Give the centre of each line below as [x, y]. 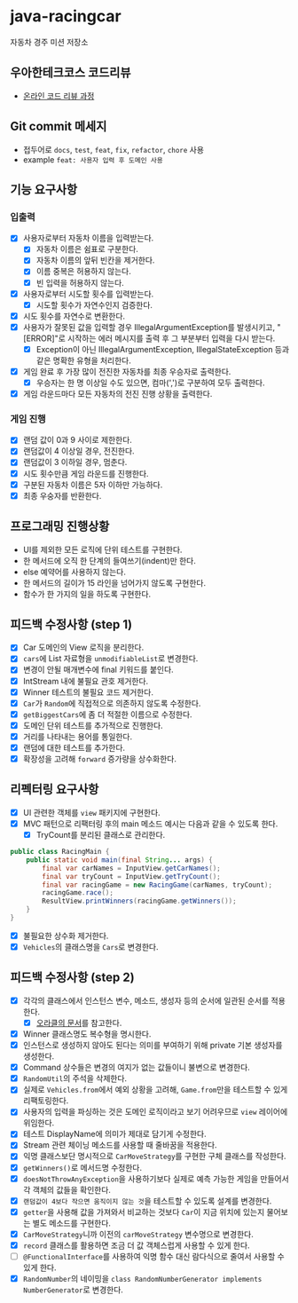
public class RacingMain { [60, 852]
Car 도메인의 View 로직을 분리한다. [83, 648]
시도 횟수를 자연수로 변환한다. [74, 316]
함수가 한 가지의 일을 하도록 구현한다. [87, 594]
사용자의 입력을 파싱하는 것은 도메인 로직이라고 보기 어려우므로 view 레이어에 [155, 1112]
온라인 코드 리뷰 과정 [59, 96]
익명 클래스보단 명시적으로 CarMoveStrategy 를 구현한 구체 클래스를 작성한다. [154, 1157]
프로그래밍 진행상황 [60, 527]
